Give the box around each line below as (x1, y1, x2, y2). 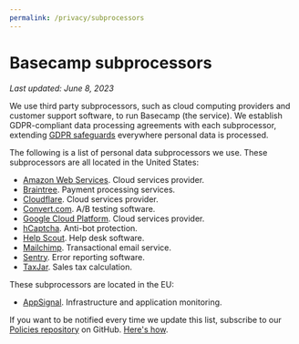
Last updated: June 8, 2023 (9, 83, 114, 94)
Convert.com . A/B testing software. (22, 203, 156, 214)
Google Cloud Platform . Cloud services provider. (22, 213, 205, 224)
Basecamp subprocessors (9, 52, 212, 73)
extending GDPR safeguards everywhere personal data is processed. (9, 129, 269, 140)
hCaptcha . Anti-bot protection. (22, 222, 139, 233)
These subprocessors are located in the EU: (9, 278, 175, 289)
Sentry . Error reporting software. (22, 251, 146, 262)
